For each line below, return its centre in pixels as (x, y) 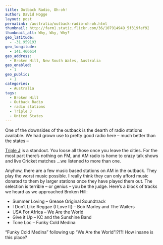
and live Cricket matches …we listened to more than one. (63, 161)
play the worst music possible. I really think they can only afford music (77, 176)
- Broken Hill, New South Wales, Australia (55, 61)
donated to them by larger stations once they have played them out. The (79, 181)
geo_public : (17, 75)
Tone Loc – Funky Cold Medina (44, 222)
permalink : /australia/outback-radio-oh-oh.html (56, 24)
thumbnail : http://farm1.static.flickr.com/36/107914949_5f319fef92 (77, 28)
